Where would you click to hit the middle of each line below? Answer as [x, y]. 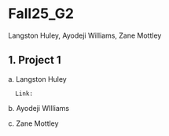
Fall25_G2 [41, 14]
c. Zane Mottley [33, 123]
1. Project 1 [35, 60]
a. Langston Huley [37, 79]
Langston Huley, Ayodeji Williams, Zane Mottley [85, 35]
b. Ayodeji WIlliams [39, 108]
